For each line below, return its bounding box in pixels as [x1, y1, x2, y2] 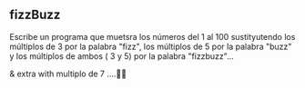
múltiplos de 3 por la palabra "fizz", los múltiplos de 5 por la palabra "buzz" [9, 41, 292, 52]
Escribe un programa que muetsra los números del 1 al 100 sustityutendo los [9, 31, 296, 42]
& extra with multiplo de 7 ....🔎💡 [9, 68, 127, 79]
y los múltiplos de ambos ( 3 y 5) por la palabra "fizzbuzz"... [9, 50, 234, 62]
